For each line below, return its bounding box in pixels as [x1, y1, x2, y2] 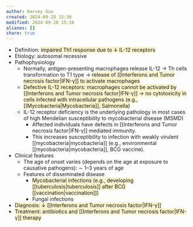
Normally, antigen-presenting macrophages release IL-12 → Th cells [23, 65, 187, 72]
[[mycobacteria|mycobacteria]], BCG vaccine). [32, 146, 145, 153]
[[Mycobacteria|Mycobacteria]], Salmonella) [23, 102, 130, 109]
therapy [22, 214, 42, 221]
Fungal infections [32, 195, 74, 202]
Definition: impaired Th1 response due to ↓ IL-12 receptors [14, 46, 156, 53]
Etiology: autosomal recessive [14, 53, 87, 60]
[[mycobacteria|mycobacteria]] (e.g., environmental [32, 140, 157, 147]
